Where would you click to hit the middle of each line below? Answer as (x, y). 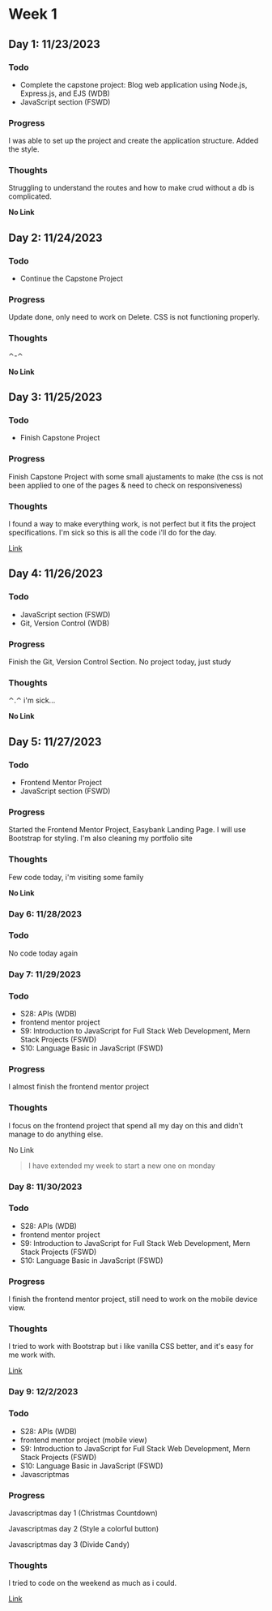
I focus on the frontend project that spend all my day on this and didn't (126, 1125)
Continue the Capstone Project (72, 279)
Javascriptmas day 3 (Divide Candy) (69, 1544)
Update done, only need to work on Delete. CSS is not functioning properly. (134, 317)
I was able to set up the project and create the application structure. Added (134, 141)
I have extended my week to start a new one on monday (122, 1166)
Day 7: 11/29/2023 (45, 974)
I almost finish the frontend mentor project (79, 1087)
